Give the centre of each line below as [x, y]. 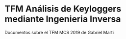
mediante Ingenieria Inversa [63, 19]
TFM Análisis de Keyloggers [63, 9]
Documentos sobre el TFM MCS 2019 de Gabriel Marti [59, 32]
